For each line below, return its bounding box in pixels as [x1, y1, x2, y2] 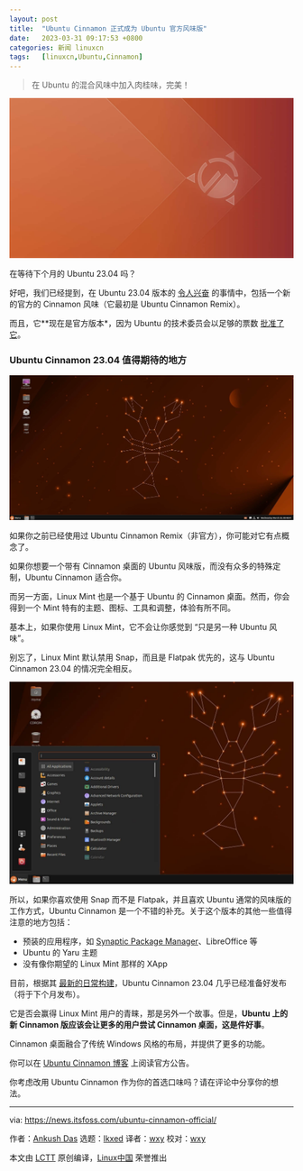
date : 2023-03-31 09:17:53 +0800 [9, 33, 143, 42]
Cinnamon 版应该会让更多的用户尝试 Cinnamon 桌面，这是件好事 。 [19, 1019, 270, 1029]
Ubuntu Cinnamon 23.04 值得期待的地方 [9, 353, 188, 366]
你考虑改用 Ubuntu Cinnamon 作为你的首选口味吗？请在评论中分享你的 [9, 1076, 271, 1087]
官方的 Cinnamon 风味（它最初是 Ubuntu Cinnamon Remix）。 [16, 298, 245, 309]
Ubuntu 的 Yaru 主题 [22, 947, 97, 957]
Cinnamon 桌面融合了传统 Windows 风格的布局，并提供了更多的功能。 [9, 1038, 271, 1049]
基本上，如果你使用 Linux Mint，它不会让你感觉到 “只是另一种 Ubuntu [9, 621, 268, 632]
